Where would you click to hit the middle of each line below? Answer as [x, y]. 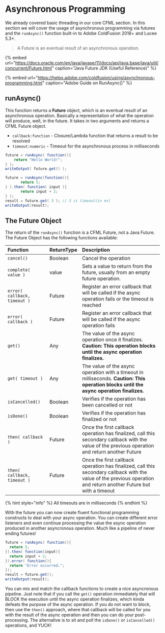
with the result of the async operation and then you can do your [69, 615]
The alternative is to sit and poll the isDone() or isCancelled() [93, 620]
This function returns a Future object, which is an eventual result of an [76, 110]
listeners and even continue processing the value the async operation [76, 523]
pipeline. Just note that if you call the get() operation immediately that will [80, 594]
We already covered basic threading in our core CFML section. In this [75, 23]
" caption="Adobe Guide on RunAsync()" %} [87, 83]
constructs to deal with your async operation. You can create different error [82, 518]
